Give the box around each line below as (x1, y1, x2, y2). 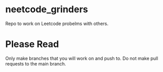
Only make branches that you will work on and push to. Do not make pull (5, 55, 158, 61)
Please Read (5, 38, 59, 50)
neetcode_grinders (5, 4, 88, 15)
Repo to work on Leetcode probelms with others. (5, 20, 109, 27)
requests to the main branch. (5, 60, 67, 67)
